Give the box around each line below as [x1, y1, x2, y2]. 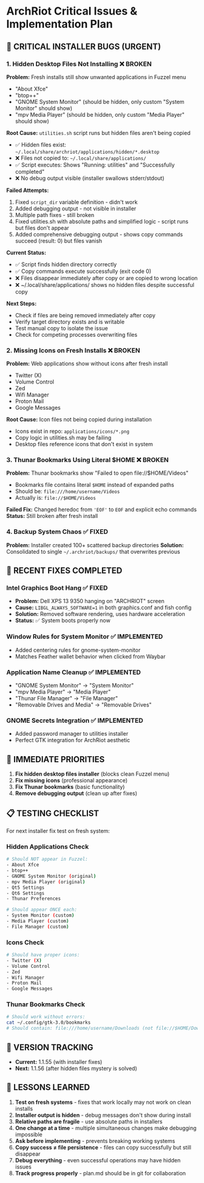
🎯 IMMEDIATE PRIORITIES [6, 754, 105, 764]
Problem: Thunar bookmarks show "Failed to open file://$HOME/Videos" [6, 469, 189, 477]
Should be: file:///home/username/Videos [15, 488, 120, 495]
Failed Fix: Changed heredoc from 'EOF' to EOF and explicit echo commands [6, 506, 197, 513]
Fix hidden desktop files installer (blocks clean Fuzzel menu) [15, 770, 170, 778]
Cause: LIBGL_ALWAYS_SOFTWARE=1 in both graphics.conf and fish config [15, 604, 192, 612]
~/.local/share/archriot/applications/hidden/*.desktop [15, 149, 160, 155]
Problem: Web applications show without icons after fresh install [6, 360, 168, 367]
